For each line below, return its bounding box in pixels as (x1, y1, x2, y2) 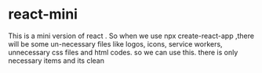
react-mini (8, 5, 78, 23)
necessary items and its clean (8, 56, 104, 65)
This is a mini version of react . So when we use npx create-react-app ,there (8, 31, 255, 40)
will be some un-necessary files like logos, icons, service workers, (8, 39, 223, 48)
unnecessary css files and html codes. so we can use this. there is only (8, 47, 238, 57)
